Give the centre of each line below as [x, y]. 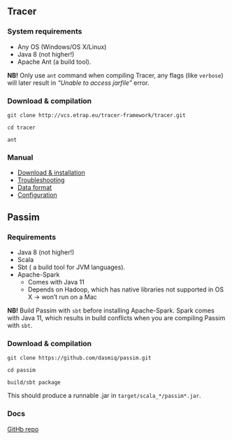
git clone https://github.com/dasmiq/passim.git [79, 358]
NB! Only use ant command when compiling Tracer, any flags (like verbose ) [115, 75]
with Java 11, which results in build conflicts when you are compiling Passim [116, 317]
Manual [20, 157]
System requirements [45, 32]
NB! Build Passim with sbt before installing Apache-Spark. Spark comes [111, 310]
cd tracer [22, 128]
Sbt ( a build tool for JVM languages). [71, 267]
